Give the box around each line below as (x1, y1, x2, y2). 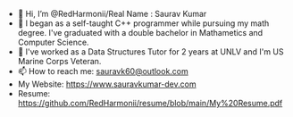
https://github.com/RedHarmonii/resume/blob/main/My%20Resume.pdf (17, 98, 283, 108)
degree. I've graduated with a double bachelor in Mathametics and (17, 28, 264, 38)
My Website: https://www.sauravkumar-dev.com (17, 79, 197, 89)
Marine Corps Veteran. (17, 56, 102, 66)
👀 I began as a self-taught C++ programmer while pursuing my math (17, 18, 270, 29)
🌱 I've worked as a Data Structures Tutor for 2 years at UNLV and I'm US (17, 46, 284, 57)
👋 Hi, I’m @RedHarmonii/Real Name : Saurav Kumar (17, 9, 207, 19)
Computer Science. (17, 37, 89, 47)
